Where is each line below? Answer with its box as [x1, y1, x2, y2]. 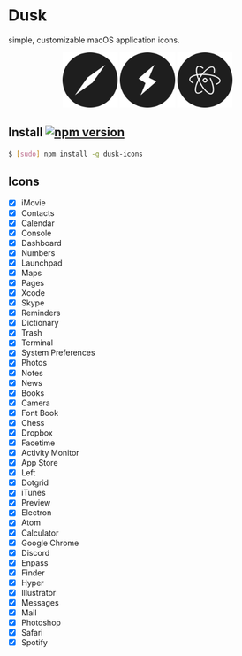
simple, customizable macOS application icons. [8, 35, 180, 45]
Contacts [20, 207, 55, 218]
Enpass [20, 557, 49, 567]
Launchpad [20, 258, 63, 268]
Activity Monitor [20, 448, 80, 458]
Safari [20, 628, 43, 638]
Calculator [20, 528, 59, 538]
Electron [20, 507, 52, 518]
